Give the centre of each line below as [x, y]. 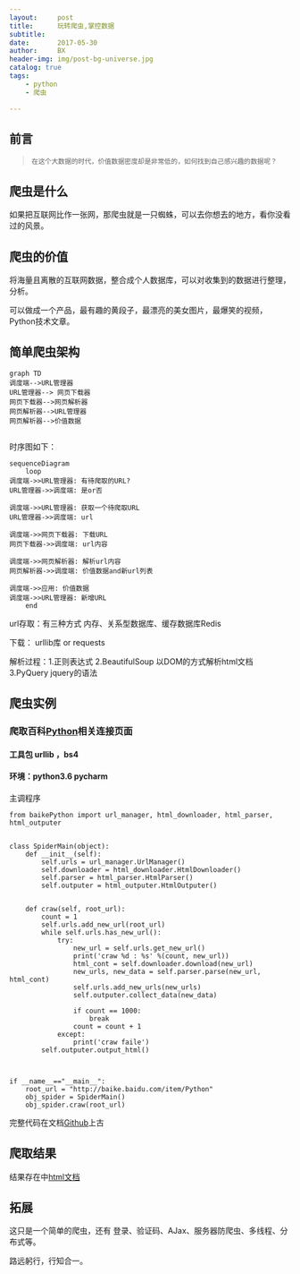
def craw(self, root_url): [75, 909]
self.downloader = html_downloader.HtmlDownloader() [142, 869]
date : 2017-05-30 [54, 43]
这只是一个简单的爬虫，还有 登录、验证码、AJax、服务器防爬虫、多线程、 [145, 1231]
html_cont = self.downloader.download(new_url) [163, 963]
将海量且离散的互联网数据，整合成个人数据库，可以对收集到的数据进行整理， [150, 279]
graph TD [25, 373]
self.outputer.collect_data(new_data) [145, 995]
